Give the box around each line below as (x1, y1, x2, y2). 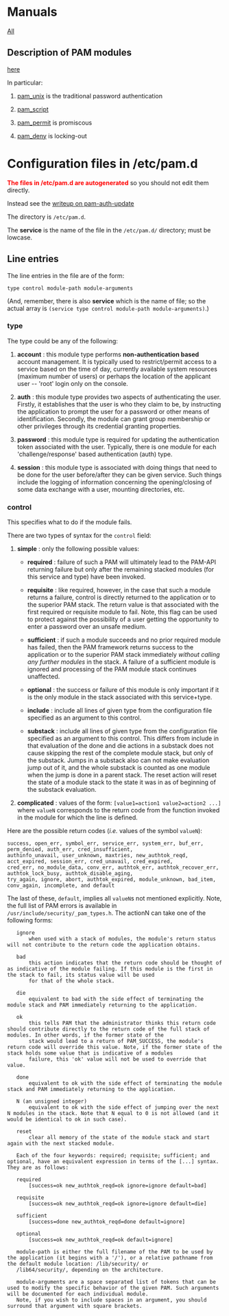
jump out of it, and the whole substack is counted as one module (27, 764, 210, 772)
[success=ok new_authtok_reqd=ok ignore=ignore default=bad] (28, 1183, 207, 1189)
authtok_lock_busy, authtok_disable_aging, (7, 870, 134, 877)
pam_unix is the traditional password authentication (16, 91, 163, 100)
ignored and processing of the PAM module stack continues (27, 665, 197, 673)
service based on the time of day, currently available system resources (16, 365, 218, 373)
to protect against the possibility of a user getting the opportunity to (27, 615, 219, 623)
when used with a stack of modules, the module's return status (28, 936, 216, 942)
